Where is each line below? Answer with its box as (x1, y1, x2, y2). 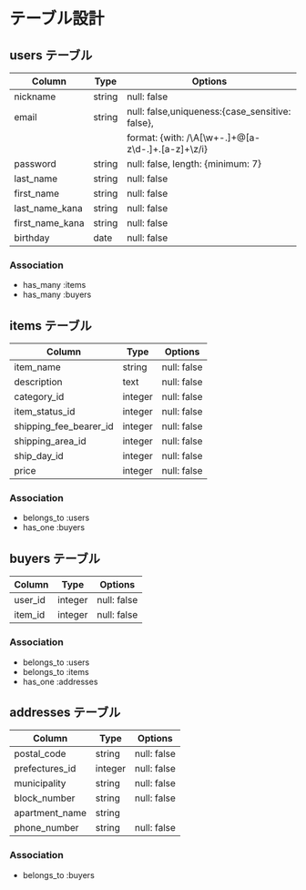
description (14, 375, 63, 388)
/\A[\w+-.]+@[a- (186, 131, 261, 144)
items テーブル (9, 318, 93, 333)
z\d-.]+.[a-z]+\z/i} (127, 143, 208, 155)
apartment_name (14, 807, 87, 820)
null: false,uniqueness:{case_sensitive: (127, 106, 291, 118)
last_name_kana (14, 202, 84, 214)
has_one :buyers (22, 522, 85, 533)
